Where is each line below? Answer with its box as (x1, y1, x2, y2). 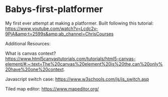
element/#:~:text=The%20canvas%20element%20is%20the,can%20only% (5, 61, 163, 67)
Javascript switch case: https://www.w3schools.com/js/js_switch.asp (5, 76, 149, 82)
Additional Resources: (5, 40, 51, 46)
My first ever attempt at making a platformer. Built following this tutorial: (5, 20, 154, 26)
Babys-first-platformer (5, 4, 103, 15)
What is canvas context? (5, 50, 56, 56)
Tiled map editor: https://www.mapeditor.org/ (5, 85, 99, 91)
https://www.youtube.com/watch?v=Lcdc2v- (5, 25, 99, 31)
